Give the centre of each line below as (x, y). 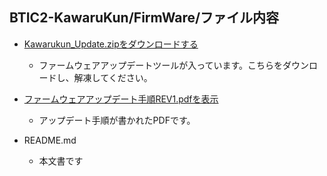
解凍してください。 (113, 77)
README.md (50, 140)
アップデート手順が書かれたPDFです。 (117, 120)
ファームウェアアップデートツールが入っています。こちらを (161, 65)
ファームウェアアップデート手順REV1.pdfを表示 (121, 99)
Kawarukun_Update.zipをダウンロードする (111, 44)
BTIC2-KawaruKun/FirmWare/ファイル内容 (144, 18)
